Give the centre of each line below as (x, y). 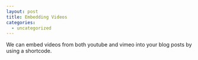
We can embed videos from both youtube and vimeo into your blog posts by (99, 45)
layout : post (22, 11)
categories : (21, 22)
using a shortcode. (29, 51)
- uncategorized (31, 28)
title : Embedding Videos (37, 17)
